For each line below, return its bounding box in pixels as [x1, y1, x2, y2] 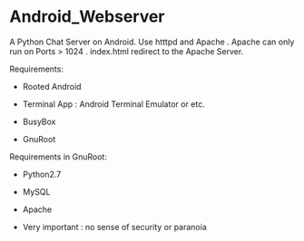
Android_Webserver [9, 6, 165, 27]
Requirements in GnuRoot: [9, 151, 107, 162]
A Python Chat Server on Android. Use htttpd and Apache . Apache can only [9, 36, 295, 47]
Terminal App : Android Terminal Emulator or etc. [22, 98, 206, 110]
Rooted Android [22, 81, 82, 92]
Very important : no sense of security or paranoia [22, 221, 207, 232]
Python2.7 [22, 169, 62, 179]
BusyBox [22, 116, 56, 127]
